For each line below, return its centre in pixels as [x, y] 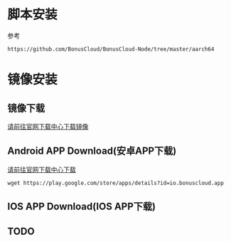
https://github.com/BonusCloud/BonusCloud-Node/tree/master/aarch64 [111, 49]
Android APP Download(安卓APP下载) [92, 151]
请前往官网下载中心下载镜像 [48, 126]
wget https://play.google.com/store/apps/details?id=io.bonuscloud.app [116, 183]
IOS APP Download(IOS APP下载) [82, 207]
